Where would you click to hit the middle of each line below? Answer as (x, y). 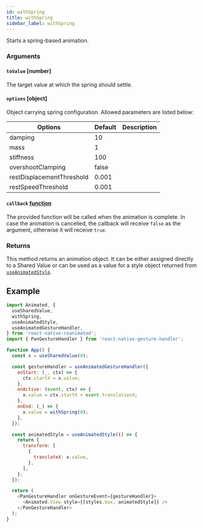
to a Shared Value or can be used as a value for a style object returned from (101, 265)
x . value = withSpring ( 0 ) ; (55, 412)
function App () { (28, 350)
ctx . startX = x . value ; (51, 378)
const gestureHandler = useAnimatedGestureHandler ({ (80, 366)
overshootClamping (37, 167)
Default (105, 127)
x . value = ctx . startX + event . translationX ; (80, 395)
